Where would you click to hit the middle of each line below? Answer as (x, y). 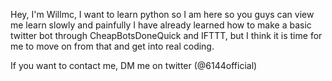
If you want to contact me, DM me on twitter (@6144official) (134, 65)
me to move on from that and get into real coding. (112, 46)
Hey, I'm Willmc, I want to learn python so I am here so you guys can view (162, 14)
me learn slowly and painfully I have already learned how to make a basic (161, 25)
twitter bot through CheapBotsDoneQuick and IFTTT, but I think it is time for (166, 35)
